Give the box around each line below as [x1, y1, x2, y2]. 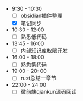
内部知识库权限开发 [20, 47, 68, 54]
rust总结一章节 [20, 74, 57, 82]
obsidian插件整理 [20, 12, 63, 19]
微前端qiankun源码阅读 [20, 89, 77, 96]
